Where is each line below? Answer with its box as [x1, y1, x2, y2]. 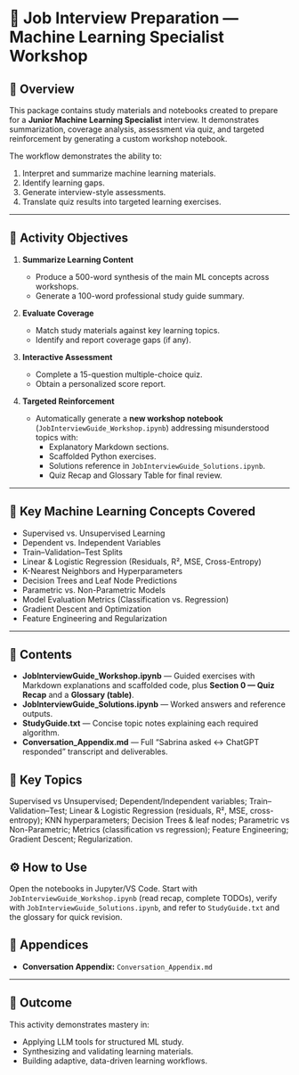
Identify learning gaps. [21, 177, 105, 188]
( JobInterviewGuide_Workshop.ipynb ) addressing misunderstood [35, 423, 270, 433]
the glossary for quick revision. [9, 912, 123, 923]
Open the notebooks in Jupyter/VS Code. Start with [9, 883, 198, 894]
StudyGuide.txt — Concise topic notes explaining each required [21, 718, 259, 729]
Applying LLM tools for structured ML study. [21, 1036, 184, 1046]
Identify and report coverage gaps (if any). [35, 334, 191, 345]
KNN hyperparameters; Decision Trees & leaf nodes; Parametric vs [44, 815, 290, 825]
